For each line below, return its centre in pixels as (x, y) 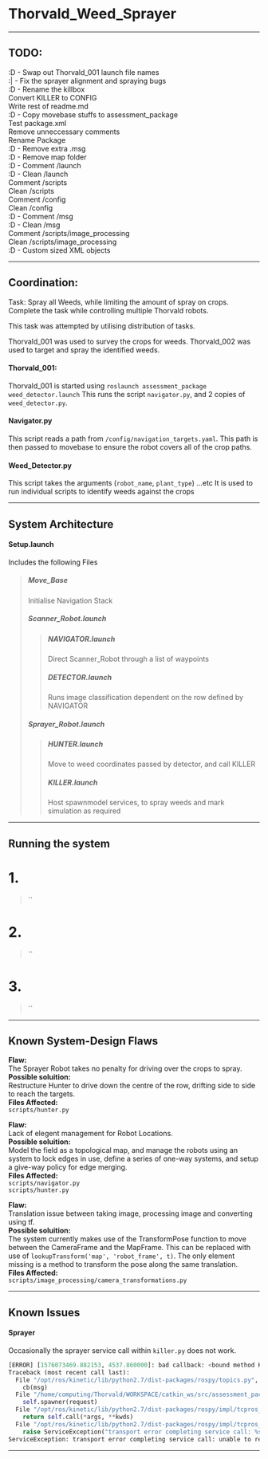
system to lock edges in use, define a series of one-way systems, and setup (134, 1159)
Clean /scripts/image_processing (63, 242)
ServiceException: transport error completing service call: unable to (130, 1439)
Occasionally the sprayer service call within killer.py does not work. (122, 1350)
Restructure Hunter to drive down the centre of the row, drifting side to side (132, 1086)
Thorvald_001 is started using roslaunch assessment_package (108, 385)
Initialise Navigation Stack (70, 600)
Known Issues (44, 1312)
